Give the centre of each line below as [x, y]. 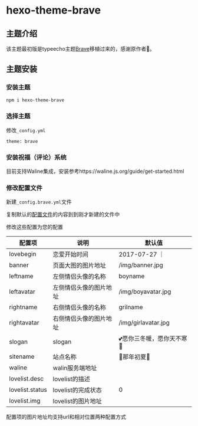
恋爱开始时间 [70, 254]
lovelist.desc [27, 379]
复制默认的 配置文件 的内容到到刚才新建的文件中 [63, 214]
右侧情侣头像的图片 [79, 319]
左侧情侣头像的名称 [79, 277]
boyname [132, 276]
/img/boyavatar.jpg [145, 291]
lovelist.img [25, 401]
